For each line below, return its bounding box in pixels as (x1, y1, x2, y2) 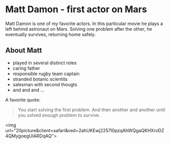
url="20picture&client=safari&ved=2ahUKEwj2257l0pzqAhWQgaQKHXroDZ (5, 127, 164, 133)
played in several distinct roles (12, 60, 77, 66)
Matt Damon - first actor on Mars (5, 4, 147, 15)
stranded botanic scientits (12, 76, 68, 82)
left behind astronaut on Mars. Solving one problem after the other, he (5, 26, 152, 32)
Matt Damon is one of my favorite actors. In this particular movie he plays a (5, 20, 163, 27)
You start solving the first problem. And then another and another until (17, 106, 165, 113)
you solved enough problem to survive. (17, 112, 101, 118)
